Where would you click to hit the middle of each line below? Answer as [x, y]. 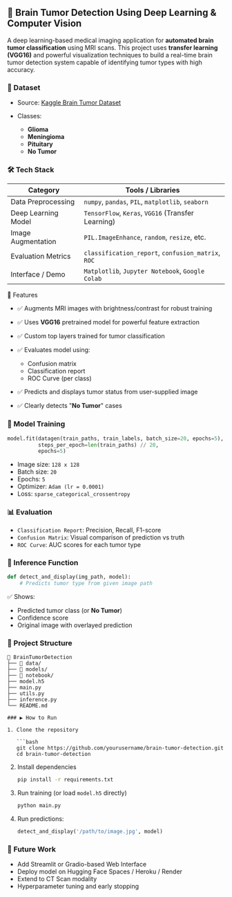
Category [44, 190]
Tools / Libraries [153, 190]
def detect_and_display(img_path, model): [69, 577]
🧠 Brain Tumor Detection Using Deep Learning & [112, 13]
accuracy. [21, 69]
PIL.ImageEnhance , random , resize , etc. [145, 237]
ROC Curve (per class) [59, 378]
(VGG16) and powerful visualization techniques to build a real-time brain [110, 55]
